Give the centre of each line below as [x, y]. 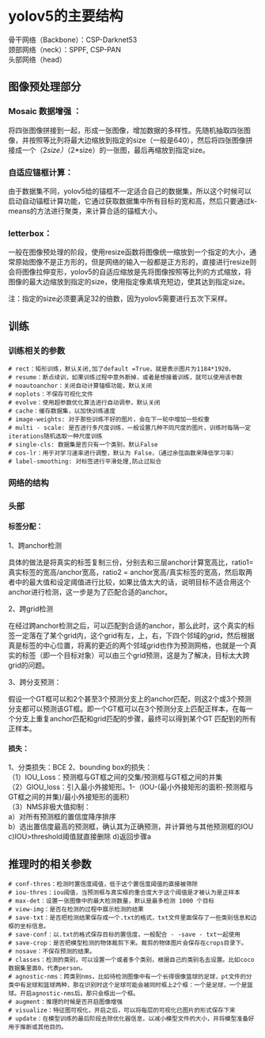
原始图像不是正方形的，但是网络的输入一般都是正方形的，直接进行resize [132, 262]
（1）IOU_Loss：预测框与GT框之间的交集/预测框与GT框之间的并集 [115, 778]
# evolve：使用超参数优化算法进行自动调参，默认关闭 [84, 402]
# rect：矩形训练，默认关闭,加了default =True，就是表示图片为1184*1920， [121, 369]
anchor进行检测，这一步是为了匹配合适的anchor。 [90, 591]
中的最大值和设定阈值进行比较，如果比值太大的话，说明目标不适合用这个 [132, 582]
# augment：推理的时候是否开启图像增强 [65, 1002]
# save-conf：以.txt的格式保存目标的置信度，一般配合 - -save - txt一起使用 [125, 934]
